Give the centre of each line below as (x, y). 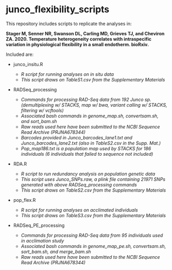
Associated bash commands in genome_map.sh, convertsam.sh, (90, 116)
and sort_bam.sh (39, 121)
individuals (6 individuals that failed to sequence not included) (87, 154)
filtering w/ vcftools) (42, 110)
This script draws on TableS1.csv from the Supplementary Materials (93, 79)
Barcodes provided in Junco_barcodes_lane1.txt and (77, 137)
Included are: (20, 54)
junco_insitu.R (28, 64)
